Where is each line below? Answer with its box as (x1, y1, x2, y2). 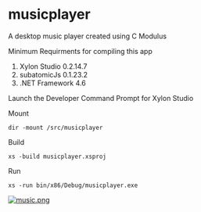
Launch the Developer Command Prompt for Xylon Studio (8, 93, 194, 102)
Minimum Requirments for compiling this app (8, 46, 153, 56)
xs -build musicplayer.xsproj (8, 153, 107, 160)
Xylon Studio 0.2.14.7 (19, 61, 88, 71)
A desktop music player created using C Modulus (8, 31, 167, 41)
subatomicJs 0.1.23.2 (19, 70, 88, 79)
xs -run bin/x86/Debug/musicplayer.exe (8, 181, 138, 189)
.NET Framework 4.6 (19, 78, 86, 88)
